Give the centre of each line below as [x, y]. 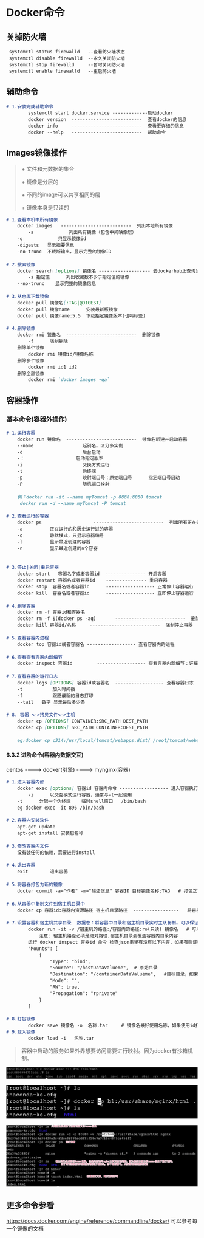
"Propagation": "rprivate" [84, 993]
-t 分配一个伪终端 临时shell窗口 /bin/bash [82, 801]
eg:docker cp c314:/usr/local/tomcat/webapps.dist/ [84, 740]
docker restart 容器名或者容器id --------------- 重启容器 [93, 580]
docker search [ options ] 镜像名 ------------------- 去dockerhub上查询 [107, 271]
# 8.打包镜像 [21, 1019]
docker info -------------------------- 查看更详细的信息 [106, 126]
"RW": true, [65, 987]
